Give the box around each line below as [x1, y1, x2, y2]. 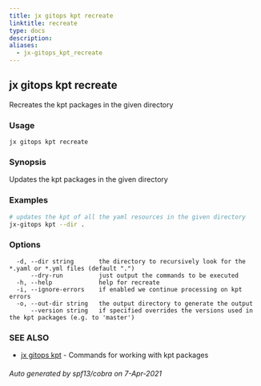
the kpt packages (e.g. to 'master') [9, 313, 135, 321]
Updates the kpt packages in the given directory [9, 175, 169, 184]
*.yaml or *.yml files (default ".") [9, 264, 135, 272]
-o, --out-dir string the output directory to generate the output [16, 300, 253, 308]
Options [9, 239, 41, 251]
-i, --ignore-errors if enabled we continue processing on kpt [16, 285, 243, 293]
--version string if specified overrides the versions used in [30, 306, 253, 315]
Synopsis [9, 157, 46, 168]
